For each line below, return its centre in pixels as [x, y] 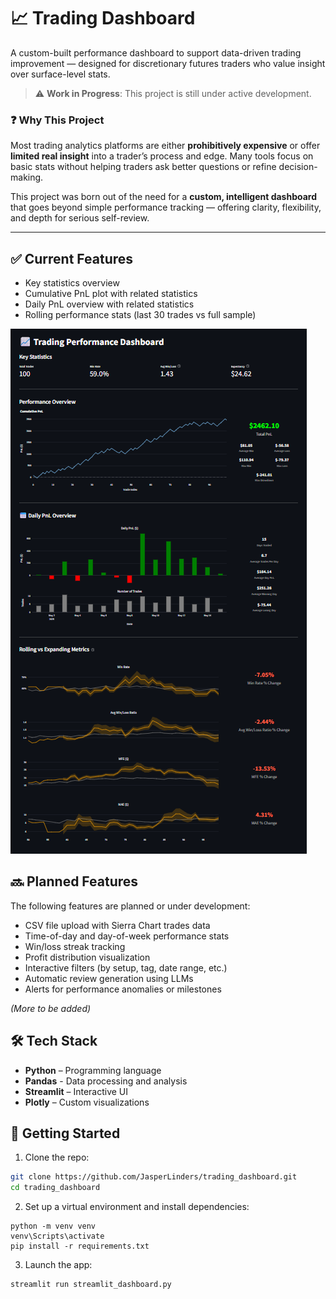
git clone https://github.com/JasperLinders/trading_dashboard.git [154, 1177]
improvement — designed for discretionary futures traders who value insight [168, 63]
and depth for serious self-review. [80, 218]
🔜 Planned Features [74, 881]
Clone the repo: [57, 1157]
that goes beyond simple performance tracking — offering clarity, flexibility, [166, 207]
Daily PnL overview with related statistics [109, 304]
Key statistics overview [72, 283]
